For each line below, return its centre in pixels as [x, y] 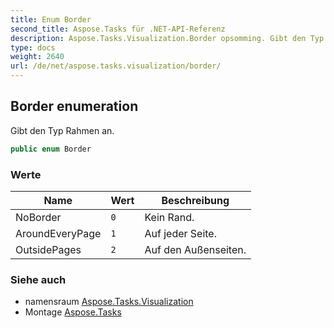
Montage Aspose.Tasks [73, 312]
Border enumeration [74, 106]
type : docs [33, 47]
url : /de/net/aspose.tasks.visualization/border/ [116, 66]
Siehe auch [38, 279]
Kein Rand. [169, 217]
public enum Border [51, 149]
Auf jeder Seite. [180, 233]
